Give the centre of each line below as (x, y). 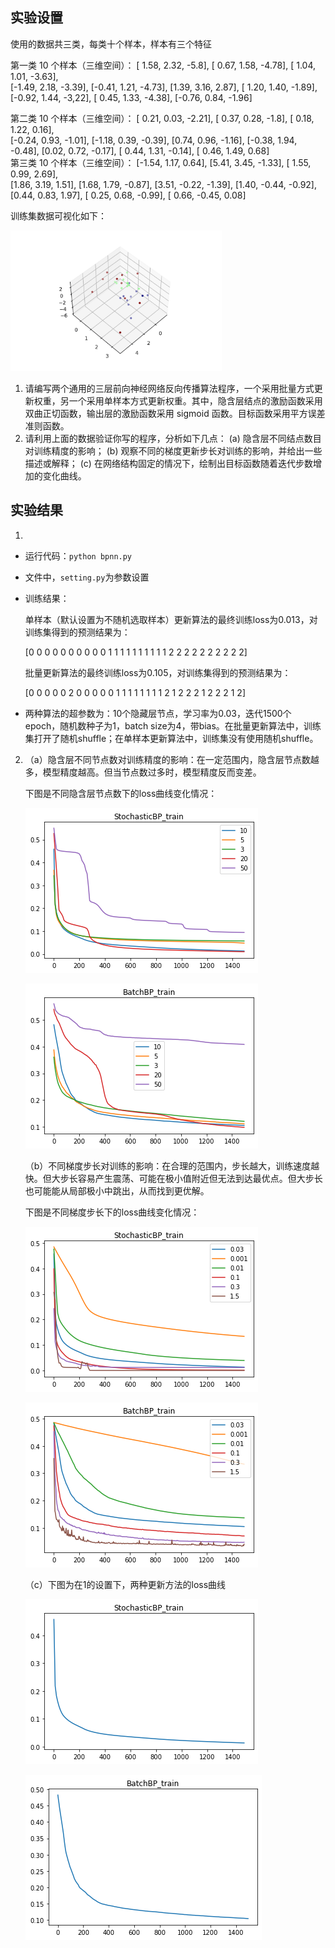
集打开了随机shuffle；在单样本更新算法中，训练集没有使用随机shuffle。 (171, 738)
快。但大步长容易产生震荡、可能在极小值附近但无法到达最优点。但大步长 (173, 1178)
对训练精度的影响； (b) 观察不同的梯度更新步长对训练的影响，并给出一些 (173, 450)
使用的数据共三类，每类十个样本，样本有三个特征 (111, 44)
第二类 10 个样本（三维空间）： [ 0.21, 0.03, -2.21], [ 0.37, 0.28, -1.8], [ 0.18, (162, 118)
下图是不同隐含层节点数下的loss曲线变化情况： (121, 793)
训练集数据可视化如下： (58, 215)
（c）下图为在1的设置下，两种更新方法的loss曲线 (125, 1584)
